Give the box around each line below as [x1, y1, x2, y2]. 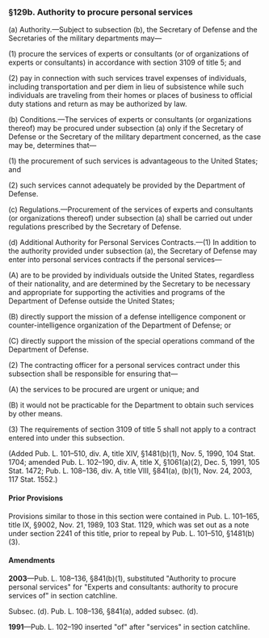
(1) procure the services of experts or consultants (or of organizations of [8, 49, 249, 59]
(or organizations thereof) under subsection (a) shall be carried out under [8, 213, 253, 223]
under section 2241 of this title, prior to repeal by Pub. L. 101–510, [8, 528, 225, 538]
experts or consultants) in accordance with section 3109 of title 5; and [8, 57, 242, 67]
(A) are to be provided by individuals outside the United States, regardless [8, 270, 254, 281]
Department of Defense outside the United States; [8, 296, 175, 306]
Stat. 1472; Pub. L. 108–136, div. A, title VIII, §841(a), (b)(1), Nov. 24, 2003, [8, 466, 253, 475]
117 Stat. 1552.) [8, 475, 58, 484]
